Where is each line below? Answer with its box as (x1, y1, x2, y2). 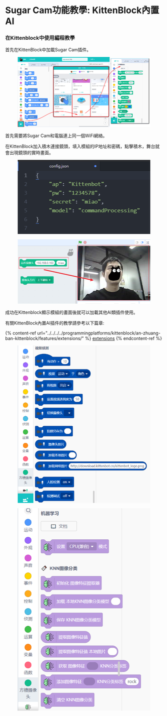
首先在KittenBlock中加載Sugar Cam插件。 (5, 47, 91, 53)
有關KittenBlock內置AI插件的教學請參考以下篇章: (5, 320, 104, 326)
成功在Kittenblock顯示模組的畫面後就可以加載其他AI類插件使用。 (5, 309, 138, 315)
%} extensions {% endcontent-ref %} (84, 335, 162, 341)
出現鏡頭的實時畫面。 (9, 150, 53, 156)
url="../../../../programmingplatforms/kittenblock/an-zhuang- (37, 330, 161, 336)
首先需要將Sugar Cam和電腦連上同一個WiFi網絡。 (5, 133, 107, 139)
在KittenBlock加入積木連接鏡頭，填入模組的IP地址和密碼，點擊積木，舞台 (5, 144, 155, 150)
